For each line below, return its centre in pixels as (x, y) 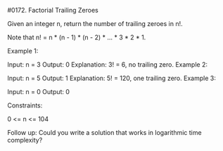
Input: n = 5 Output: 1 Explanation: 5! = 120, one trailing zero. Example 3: (111, 78)
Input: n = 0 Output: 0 (39, 92)
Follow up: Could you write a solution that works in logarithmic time (104, 132)
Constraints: (25, 105)
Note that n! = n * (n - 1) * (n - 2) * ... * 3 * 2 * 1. (77, 37)
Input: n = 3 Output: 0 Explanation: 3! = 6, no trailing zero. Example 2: (107, 65)
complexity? (25, 140)
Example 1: (23, 51)
